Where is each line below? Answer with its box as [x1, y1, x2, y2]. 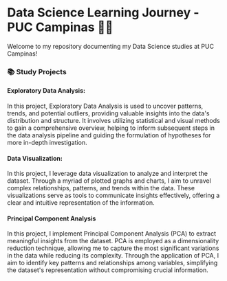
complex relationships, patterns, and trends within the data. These [7, 184, 195, 192]
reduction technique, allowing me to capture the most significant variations [7, 244, 219, 252]
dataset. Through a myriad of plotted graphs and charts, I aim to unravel [7, 177, 211, 185]
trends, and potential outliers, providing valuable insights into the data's [7, 109, 210, 117]
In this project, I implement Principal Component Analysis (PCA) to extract [7, 229, 217, 238]
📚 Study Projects [7, 67, 67, 76]
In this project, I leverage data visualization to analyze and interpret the [7, 170, 208, 178]
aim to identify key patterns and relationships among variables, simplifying [7, 259, 218, 267]
